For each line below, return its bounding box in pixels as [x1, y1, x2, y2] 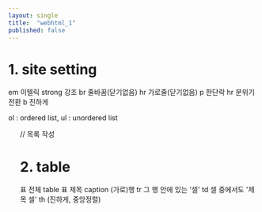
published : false [8, 26, 66, 34]
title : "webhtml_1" [8, 19, 77, 27]
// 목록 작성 [19, 130, 55, 139]
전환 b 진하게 [8, 97, 49, 107]
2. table [19, 157, 71, 176]
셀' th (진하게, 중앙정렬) [28, 195, 101, 204]
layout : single [8, 11, 59, 20]
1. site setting [8, 60, 97, 78]
